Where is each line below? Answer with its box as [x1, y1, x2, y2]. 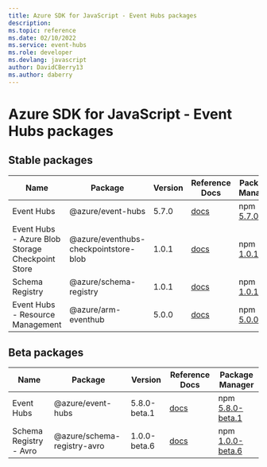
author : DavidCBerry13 [8, 64, 83, 72]
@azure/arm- [69, 304, 122, 315]
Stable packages [8, 154, 94, 167]
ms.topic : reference [8, 26, 77, 34]
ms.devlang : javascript [8, 56, 87, 64]
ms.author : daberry [8, 71, 73, 79]
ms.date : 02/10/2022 [8, 33, 77, 42]
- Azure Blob [12, 233, 61, 244]
